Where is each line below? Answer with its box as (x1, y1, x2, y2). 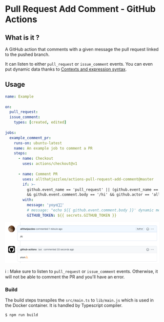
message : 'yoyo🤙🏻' (26, 202, 64, 208)
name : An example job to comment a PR (14, 146, 93, 150)
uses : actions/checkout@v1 (22, 161, 78, 166)
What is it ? (5, 33, 40, 42)
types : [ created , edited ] (14, 120, 67, 125)
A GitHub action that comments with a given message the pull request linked (5, 47, 159, 52)
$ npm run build (5, 312, 38, 317)
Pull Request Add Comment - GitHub (5, 3, 156, 15)
